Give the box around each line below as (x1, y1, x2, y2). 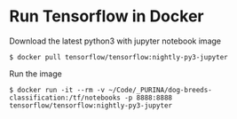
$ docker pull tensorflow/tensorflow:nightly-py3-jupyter (9, 52, 228, 61)
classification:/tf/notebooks (9, 93, 122, 102)
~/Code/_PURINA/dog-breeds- (107, 85, 213, 94)
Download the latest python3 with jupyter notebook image (9, 36, 222, 46)
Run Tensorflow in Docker (9, 6, 204, 27)
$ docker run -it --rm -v (9, 85, 105, 94)
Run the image (9, 68, 62, 79)
